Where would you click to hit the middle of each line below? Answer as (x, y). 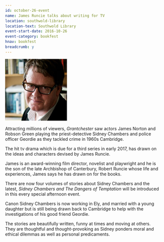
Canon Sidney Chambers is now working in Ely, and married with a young (80, 203)
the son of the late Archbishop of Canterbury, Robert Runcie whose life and (82, 168)
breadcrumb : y (20, 47)
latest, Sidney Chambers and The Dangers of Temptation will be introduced (82, 189)
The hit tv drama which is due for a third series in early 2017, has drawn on (81, 149)
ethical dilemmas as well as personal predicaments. (58, 234)
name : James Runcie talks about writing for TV (55, 16)
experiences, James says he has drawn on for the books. (63, 174)
